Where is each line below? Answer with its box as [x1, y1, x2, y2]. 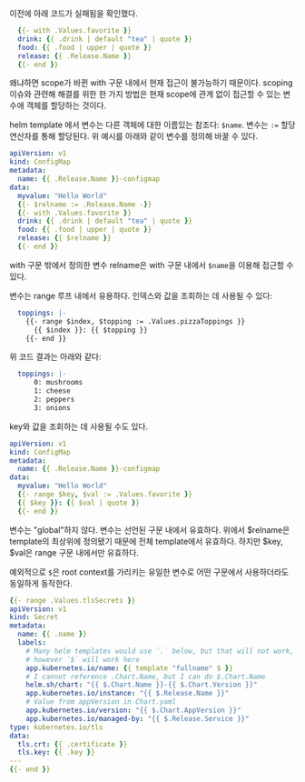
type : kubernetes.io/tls [9, 722, 103, 732]
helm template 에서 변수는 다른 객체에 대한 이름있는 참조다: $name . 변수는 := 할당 [9, 119, 296, 130]
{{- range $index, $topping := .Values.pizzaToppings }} [25, 316, 246, 326]
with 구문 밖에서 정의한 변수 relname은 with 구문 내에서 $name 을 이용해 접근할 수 [9, 259, 294, 270]
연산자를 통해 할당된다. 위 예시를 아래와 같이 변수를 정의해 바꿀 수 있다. [9, 131, 259, 142]
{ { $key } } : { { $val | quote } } [17, 498, 141, 507]
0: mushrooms [33, 378, 84, 387]
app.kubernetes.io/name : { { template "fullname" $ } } [25, 663, 233, 673]
